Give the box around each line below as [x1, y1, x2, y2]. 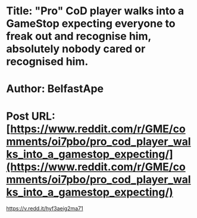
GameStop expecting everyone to [6, 17, 176, 30]
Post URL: [6, 109, 55, 123]
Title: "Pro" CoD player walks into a [6, 4, 185, 18]
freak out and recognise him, [6, 30, 152, 43]
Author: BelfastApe [6, 82, 104, 96]
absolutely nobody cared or [6, 42, 146, 56]
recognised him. [6, 55, 89, 68]
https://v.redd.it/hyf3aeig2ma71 [6, 205, 83, 212]
